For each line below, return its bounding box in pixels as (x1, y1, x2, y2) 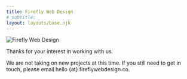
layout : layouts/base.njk (6, 20, 70, 26)
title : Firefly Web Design (6, 8, 73, 15)
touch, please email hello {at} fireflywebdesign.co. (6, 66, 130, 73)
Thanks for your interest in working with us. (6, 48, 114, 55)
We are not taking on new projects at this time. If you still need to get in (6, 59, 181, 66)
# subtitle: (6, 14, 36, 20)
